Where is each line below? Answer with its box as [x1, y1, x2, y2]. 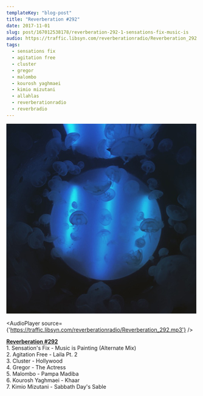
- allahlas [12, 93, 40, 100]
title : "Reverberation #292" [6, 16, 80, 22]
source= [41, 319, 63, 327]
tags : [6, 42, 20, 48]
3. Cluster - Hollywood [6, 357, 63, 364]
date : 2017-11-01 [6, 22, 50, 29]
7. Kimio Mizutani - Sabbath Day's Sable [6, 383, 106, 390]
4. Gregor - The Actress [6, 363, 66, 370]
